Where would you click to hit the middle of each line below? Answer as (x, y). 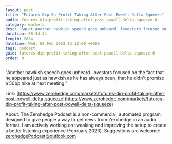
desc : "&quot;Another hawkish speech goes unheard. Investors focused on (86, 29)
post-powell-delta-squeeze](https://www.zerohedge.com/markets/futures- (85, 99)
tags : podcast (21, 48)
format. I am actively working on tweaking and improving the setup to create (86, 125)
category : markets (25, 24)
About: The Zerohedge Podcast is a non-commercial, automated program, (84, 114)
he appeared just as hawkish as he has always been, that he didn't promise (85, 78)
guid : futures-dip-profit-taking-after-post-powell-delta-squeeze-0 (80, 53)
